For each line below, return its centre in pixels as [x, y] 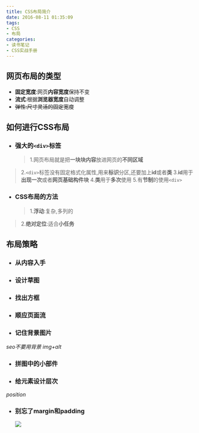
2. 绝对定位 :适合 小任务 [47, 224]
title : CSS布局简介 [29, 12]
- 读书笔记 [18, 45]
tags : [13, 23]
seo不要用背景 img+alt [34, 347]
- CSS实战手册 [22, 51]
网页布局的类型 [34, 76]
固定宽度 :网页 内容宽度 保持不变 [52, 92]
